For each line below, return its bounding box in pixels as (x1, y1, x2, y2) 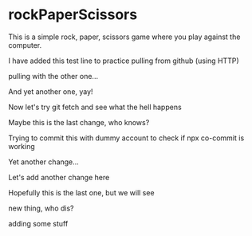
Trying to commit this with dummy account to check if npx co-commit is (8, 133, 245, 143)
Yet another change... (8, 157, 80, 167)
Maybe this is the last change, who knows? (8, 117, 150, 127)
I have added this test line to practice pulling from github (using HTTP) (8, 56, 239, 65)
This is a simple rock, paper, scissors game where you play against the (8, 32, 241, 41)
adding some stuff (8, 218, 69, 228)
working (8, 141, 36, 151)
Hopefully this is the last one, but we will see (8, 187, 155, 197)
